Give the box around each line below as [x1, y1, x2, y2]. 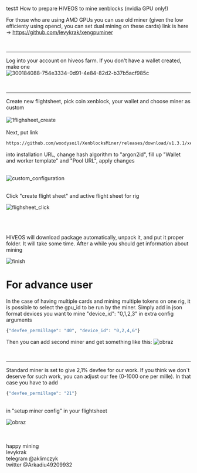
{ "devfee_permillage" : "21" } [6, 390, 77, 396]
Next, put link [6, 129, 38, 136]
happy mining [6, 442, 39, 450]
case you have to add [6, 379, 59, 386]
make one [6, 63, 30, 70]
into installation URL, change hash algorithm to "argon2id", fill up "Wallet [6, 151, 181, 158]
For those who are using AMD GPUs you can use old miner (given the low [6, 16, 184, 23]
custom [6, 104, 25, 111]
